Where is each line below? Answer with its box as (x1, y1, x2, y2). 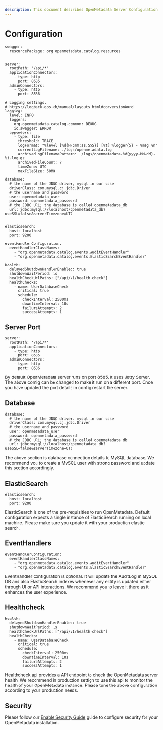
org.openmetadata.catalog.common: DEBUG (14, 121, 97, 126)
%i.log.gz (5, 155, 25, 160)
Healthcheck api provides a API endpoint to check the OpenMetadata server (5, 672, 158, 678)
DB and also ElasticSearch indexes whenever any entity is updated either (5, 578, 151, 584)
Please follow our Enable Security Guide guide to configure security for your (5, 714, 158, 720)
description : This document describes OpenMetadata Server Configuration (5, 7, 158, 12)
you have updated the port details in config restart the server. (5, 385, 128, 391)
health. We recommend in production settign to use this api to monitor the (5, 677, 153, 683)
